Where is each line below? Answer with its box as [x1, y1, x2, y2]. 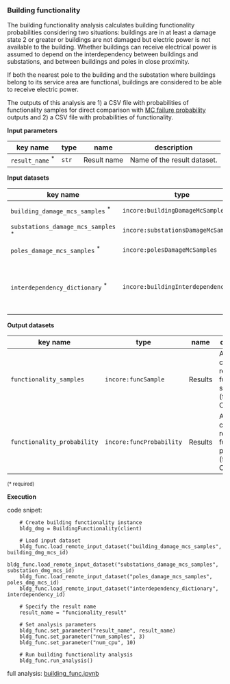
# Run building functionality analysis [19, 651, 133, 658]
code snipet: [7, 506, 42, 514]
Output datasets [7, 321, 55, 329]
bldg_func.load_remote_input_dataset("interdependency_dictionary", [19, 585, 219, 592]
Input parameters [7, 126, 58, 135]
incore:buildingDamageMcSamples [122, 207, 228, 214]
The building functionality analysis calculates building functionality [7, 21, 195, 30]
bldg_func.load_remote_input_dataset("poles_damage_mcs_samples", [19, 573, 213, 580]
